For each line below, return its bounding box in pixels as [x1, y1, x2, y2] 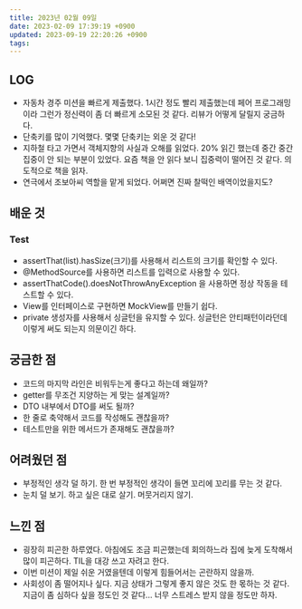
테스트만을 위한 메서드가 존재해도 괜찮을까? [22, 423, 175, 434]
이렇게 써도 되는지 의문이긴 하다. [22, 323, 137, 333]
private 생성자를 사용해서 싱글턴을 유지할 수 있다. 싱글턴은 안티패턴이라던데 [22, 312, 288, 323]
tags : [9, 38, 30, 48]
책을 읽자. [53, 165, 89, 177]
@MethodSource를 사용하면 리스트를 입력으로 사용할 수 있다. [22, 266, 241, 277]
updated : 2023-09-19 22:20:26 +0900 [9, 30, 147, 39]
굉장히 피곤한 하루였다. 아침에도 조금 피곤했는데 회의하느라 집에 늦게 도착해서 [22, 545, 294, 556]
